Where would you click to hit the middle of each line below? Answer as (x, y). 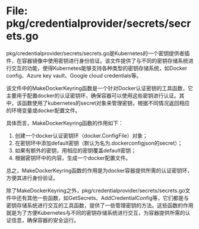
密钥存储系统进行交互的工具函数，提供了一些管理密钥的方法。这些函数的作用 (100, 205)
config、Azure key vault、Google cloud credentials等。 (74, 75)
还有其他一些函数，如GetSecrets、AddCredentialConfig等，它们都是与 (102, 198)
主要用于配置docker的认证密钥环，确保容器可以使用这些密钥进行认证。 (93, 96)
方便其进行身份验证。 (32, 178)
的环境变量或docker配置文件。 (43, 110)
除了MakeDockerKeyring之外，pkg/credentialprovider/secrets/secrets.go (96, 190)
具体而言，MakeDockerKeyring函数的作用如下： (65, 123)
